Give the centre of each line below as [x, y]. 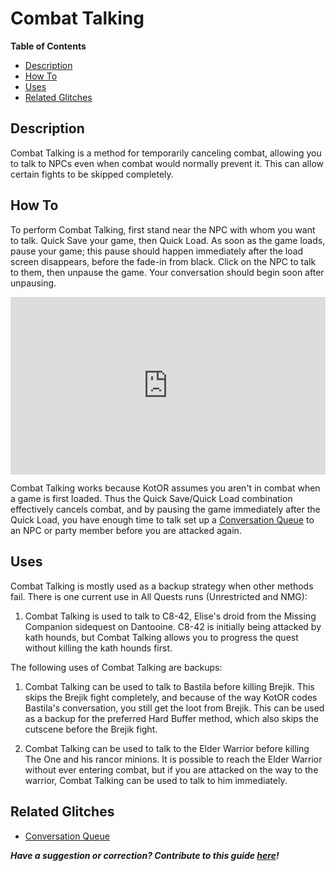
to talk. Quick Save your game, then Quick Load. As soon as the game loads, [168, 240]
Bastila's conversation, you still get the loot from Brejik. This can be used [174, 708]
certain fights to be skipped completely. [92, 174]
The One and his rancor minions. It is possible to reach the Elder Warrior [173, 759]
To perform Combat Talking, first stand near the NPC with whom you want [163, 229]
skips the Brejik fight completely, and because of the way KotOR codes [171, 697]
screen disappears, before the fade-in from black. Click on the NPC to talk [163, 261]
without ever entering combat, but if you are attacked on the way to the [171, 769]
